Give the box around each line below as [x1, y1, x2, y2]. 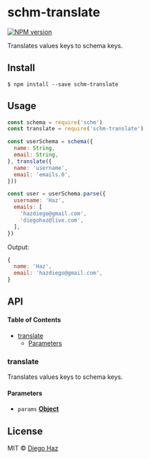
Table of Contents [7, 316, 62, 324]
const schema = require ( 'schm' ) [7, 118, 103, 126]
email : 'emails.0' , [13, 171, 71, 178]
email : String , [13, 152, 59, 159]
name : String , [13, 144, 55, 152]
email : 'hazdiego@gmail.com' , [13, 270, 103, 277]
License [7, 425, 43, 437]
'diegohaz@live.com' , [20, 217, 83, 224]
